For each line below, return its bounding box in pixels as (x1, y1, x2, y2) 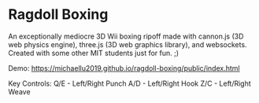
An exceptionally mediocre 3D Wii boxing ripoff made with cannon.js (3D (8, 31, 244, 41)
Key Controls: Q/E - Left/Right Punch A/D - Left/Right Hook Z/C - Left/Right (8, 79, 252, 88)
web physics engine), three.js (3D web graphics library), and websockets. (8, 39, 247, 49)
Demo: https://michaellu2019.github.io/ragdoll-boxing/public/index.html (8, 63, 240, 72)
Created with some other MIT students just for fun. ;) (8, 48, 179, 57)
